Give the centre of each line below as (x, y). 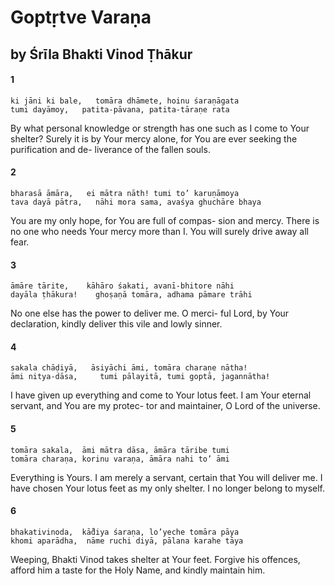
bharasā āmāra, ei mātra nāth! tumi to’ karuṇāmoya (125, 193)
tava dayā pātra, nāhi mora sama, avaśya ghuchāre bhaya (136, 202)
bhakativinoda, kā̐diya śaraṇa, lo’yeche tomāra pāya (125, 532)
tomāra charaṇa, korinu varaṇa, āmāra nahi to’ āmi (120, 459)
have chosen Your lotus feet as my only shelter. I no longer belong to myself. (168, 488)
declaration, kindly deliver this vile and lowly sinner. (116, 324)
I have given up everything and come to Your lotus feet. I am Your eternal (161, 395)
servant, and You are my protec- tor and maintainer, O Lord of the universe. (165, 406)
